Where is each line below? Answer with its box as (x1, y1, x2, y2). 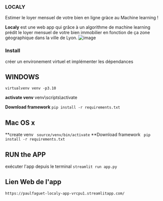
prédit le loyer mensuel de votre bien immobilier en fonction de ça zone (5, 30, 150, 36)
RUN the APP (5, 150, 46, 159)
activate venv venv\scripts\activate (5, 95, 78, 100)
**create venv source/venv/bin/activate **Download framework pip (5, 132, 151, 138)
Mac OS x (5, 118, 36, 127)
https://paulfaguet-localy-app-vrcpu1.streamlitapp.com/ (5, 191, 125, 196)
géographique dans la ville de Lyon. (5, 35, 78, 41)
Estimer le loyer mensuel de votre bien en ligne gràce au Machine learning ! (5, 15, 159, 21)
